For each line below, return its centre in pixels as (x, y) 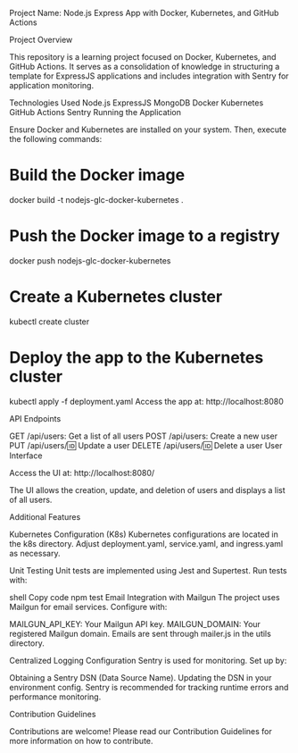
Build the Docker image (97, 176)
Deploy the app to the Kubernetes (137, 357)
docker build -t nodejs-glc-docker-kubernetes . (97, 199)
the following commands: (56, 139)
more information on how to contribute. (81, 740)
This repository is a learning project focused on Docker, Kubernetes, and (143, 57)
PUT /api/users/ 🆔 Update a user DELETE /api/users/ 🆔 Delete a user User (146, 445)
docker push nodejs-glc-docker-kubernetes (90, 260)
